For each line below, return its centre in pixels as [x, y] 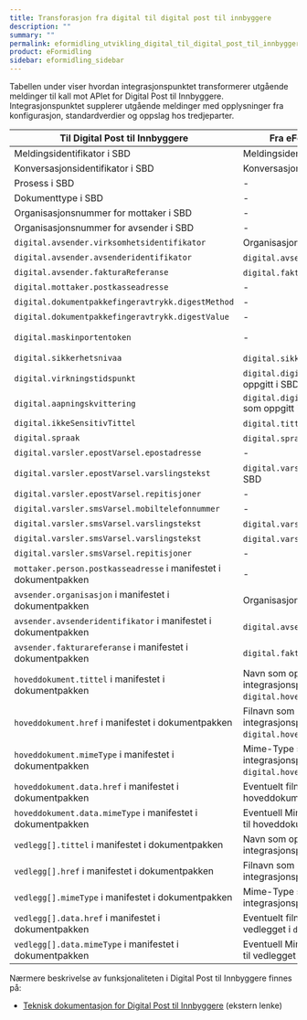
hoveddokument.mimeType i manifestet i [94, 754]
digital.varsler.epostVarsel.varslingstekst [112, 473]
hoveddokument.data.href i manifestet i [97, 786]
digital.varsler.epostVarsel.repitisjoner [108, 494]
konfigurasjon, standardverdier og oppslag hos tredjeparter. [122, 116]
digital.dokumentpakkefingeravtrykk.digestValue [122, 317]
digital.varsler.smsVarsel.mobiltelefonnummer [117, 509]
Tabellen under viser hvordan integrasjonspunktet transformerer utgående [149, 86]
